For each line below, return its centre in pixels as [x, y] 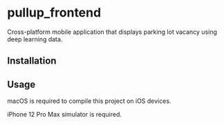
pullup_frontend [54, 13]
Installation [32, 61]
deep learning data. [35, 39]
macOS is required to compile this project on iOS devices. [89, 101]
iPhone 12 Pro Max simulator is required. [65, 115]
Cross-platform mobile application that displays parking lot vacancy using [112, 32]
